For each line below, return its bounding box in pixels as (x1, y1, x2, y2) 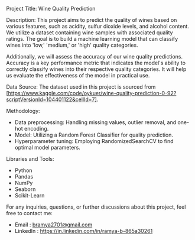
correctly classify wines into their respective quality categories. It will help (6, 66, 187, 73)
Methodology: (6, 108, 40, 114)
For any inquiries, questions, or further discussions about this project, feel (6, 203, 186, 210)
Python (14, 167, 32, 174)
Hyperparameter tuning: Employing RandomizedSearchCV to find (14, 138, 174, 144)
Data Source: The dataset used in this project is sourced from (6, 83, 156, 90)
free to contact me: (6, 210, 53, 216)
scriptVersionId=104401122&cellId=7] (6, 96, 97, 103)
